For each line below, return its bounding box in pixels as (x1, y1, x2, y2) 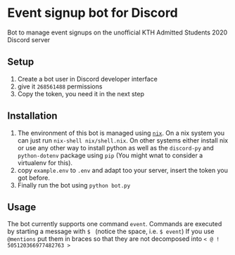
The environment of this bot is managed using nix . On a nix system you (17, 129, 225, 137)
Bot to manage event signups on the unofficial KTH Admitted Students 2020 (7, 28, 228, 37)
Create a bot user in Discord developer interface (17, 74, 158, 83)
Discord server (7, 35, 51, 44)
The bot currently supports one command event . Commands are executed (7, 220, 222, 228)
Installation (7, 110, 58, 122)
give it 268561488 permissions (17, 82, 103, 91)
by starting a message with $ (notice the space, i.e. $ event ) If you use (7, 227, 215, 236)
